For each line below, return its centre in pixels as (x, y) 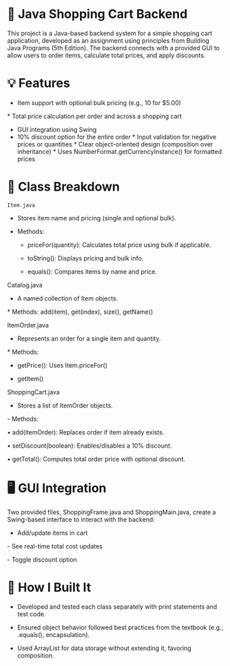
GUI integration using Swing (57, 129)
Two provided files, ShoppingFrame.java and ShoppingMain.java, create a (112, 512)
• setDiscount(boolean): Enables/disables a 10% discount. (90, 446)
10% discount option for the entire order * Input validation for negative (117, 137)
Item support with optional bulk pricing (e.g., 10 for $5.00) (99, 102)
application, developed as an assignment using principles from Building (108, 40)
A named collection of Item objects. (67, 298)
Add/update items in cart (52, 533)
